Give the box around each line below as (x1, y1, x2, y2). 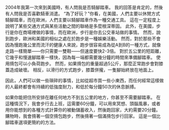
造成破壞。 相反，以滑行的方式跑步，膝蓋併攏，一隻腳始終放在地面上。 (9, 67, 156, 72)
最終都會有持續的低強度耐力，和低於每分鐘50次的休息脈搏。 (14, 84, 139, 89)
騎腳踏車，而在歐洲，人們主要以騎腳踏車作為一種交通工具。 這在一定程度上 (5, 17, 161, 22)
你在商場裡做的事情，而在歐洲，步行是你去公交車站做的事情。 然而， (14, 29, 156, 35)
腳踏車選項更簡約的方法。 (5, 119, 58, 125)
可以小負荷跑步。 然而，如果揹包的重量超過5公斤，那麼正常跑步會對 (18, 60, 159, 66)
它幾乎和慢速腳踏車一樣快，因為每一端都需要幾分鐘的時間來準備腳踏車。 (5, 54, 155, 60)
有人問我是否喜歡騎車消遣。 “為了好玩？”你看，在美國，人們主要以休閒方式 (5, 10, 160, 16)
